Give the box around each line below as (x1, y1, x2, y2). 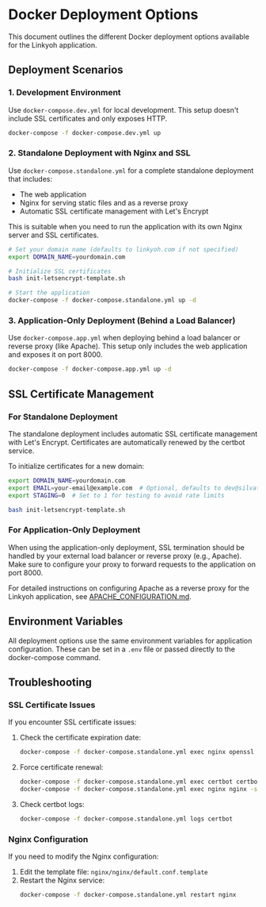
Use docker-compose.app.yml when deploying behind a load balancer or (8, 333, 241, 343)
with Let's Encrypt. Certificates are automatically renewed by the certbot (8, 437, 245, 447)
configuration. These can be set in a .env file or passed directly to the (8, 644, 236, 654)
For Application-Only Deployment (8, 525, 141, 536)
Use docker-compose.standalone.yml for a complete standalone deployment (8, 165, 254, 175)
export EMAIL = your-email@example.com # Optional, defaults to (8, 484, 222, 492)
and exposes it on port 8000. (8, 350, 103, 359)
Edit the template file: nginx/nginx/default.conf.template (19, 867, 208, 876)
